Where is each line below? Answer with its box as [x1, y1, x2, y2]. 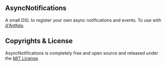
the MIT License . [5, 55, 40, 61]
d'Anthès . [5, 22, 25, 28]
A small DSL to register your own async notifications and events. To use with [5, 17, 162, 23]
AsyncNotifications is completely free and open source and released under [5, 50, 159, 56]
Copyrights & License [5, 37, 73, 45]
